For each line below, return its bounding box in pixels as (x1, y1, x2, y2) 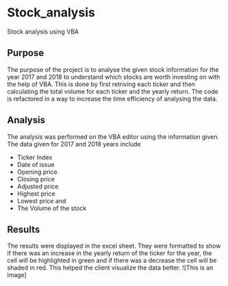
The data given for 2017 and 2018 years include (7, 140, 142, 148)
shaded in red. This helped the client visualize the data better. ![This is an (7, 263, 214, 272)
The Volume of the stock (16, 204, 87, 212)
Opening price (16, 168, 58, 176)
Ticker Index (16, 153, 53, 161)
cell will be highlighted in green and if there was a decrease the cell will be (7, 257, 217, 265)
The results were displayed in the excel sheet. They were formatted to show (7, 242, 221, 250)
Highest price (16, 190, 56, 198)
